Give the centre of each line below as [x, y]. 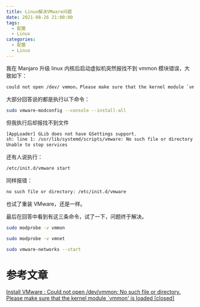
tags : [13, 23]
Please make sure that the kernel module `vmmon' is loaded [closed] [90, 298]
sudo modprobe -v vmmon [36, 228]
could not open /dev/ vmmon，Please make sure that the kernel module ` [98, 87]
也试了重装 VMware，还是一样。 [46, 204]
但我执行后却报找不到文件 [37, 122]
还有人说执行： [24, 157]
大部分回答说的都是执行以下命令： [48, 99]
